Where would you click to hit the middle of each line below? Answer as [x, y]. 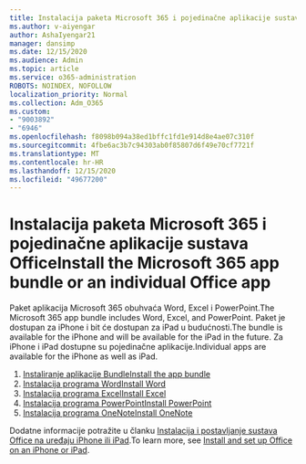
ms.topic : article [44, 69]
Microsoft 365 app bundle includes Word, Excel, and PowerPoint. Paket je [148, 318]
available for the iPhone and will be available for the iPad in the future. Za [147, 337]
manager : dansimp [42, 43]
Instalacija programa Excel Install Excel [94, 394]
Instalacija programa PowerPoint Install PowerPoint [117, 404]
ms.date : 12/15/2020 [49, 52]
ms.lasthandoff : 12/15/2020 [63, 171]
